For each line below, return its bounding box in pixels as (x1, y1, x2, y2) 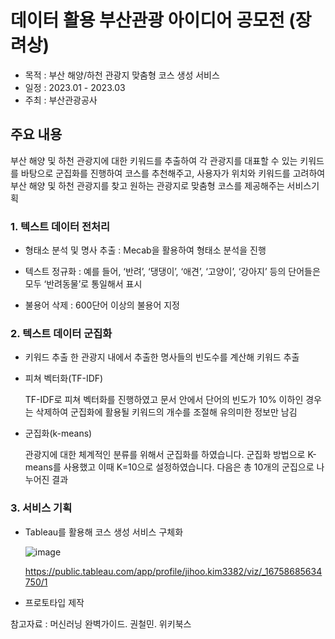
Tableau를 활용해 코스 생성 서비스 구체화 (24, 526, 184, 538)
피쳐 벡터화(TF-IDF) (24, 372, 104, 385)
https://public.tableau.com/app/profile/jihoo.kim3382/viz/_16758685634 (24, 565, 323, 577)
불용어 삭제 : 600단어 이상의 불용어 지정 (24, 299, 180, 311)
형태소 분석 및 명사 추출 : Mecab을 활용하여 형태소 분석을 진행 (24, 244, 267, 256)
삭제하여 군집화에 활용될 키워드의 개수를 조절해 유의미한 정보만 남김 (35, 406, 298, 418)
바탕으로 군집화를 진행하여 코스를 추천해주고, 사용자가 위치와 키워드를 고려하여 (20, 167, 326, 179)
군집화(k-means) (24, 427, 93, 440)
